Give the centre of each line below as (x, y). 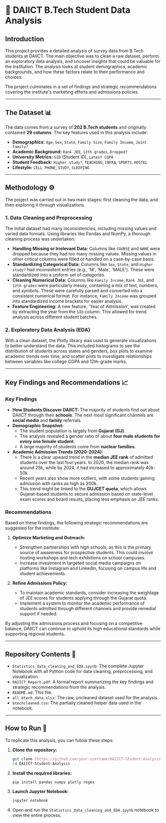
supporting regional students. (35, 634)
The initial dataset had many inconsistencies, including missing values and (81, 228)
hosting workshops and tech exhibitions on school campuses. (83, 558)
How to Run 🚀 (26, 728)
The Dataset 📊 (28, 113)
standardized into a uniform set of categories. (59, 275)
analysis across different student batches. (55, 317)
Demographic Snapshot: (38, 425)
